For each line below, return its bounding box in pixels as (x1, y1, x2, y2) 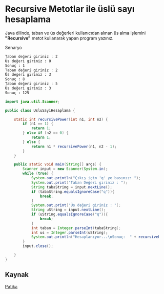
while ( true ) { (22, 171, 54, 176)
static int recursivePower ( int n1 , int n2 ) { (14, 117, 108, 122)
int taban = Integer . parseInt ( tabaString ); (31, 226, 121, 231)
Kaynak (5, 271, 29, 279)
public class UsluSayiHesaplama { (5, 108, 76, 113)
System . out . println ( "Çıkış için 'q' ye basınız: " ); (31, 176, 141, 181)
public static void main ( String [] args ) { (14, 162, 102, 167)
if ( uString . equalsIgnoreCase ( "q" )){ (31, 212, 108, 217)
